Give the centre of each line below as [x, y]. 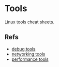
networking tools [28, 54]
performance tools [30, 59]
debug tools [23, 49]
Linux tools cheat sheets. [29, 22]
